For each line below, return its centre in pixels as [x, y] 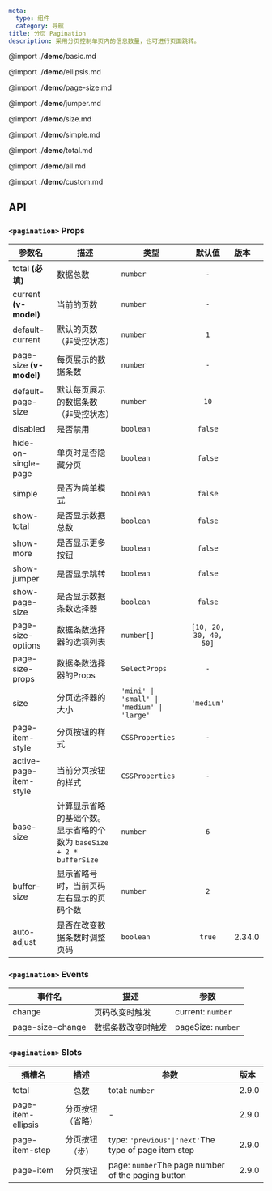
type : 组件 [33, 18]
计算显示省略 [81, 806]
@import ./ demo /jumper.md [55, 104]
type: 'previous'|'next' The [162, 1139]
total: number [132, 1090]
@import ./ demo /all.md [47, 166]
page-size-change [49, 1027]
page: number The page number [166, 1165]
